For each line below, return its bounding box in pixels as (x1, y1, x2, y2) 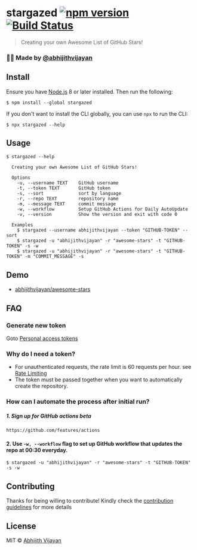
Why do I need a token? (6, 350, 76, 358)
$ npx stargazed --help (6, 122, 66, 128)
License (6, 521, 36, 531)
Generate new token (6, 321, 66, 329)
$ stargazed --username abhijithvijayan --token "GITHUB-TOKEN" (17, 227, 180, 233)
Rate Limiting (14, 369, 47, 377)
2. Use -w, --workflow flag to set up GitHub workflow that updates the (6, 440, 183, 447)
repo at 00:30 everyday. (6, 446, 68, 453)
